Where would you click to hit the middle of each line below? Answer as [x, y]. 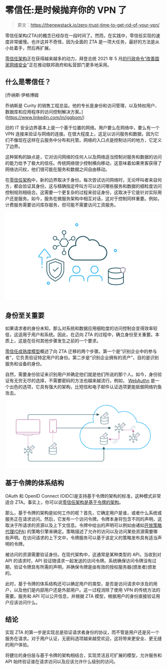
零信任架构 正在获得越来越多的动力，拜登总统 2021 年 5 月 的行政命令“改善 [80, 58]
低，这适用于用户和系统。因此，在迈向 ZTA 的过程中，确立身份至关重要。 [80, 334]
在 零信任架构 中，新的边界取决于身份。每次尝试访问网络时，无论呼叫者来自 [81, 180]
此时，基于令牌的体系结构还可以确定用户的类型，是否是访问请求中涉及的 [79, 583]
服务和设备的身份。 [25, 364]
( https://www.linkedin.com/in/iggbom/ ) [45, 117]
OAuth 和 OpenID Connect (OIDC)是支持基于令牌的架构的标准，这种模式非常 [83, 496]
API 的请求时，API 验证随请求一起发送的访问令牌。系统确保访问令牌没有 [79, 560]
